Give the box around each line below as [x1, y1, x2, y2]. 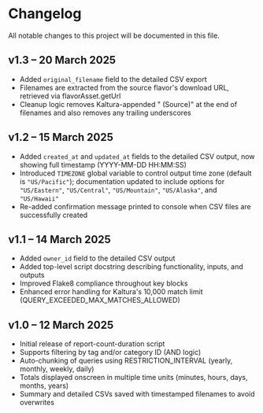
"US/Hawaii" [19, 194, 59, 203]
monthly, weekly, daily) [19, 364, 94, 374]
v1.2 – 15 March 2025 [8, 131, 114, 144]
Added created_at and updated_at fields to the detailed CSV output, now [19, 151, 255, 161]
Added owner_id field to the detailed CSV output [19, 253, 176, 264]
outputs [19, 271, 45, 280]
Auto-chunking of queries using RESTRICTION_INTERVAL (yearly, [19, 356, 233, 366]
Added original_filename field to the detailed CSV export [19, 74, 207, 83]
